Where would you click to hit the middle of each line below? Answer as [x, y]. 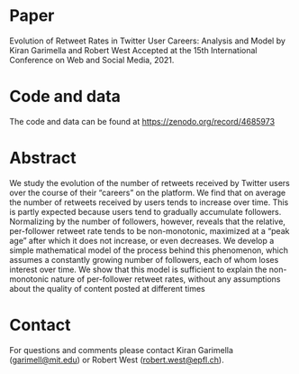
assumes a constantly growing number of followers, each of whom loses [144, 259]
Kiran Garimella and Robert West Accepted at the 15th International [133, 50]
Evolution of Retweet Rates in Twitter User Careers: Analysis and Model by [148, 41]
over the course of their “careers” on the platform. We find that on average [148, 192]
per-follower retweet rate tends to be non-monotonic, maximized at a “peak [149, 230]
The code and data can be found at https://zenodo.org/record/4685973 [142, 121]
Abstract [43, 158]
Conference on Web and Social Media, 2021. [92, 60]
